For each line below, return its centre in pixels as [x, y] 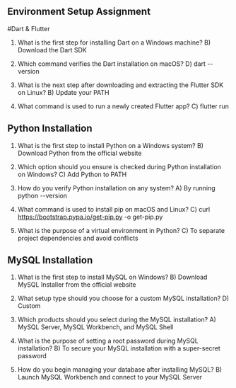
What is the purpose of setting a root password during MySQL [108, 341]
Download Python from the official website [79, 153]
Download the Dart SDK [52, 50]
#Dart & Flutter [29, 28]
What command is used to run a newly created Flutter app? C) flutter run [123, 106]
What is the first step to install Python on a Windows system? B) [110, 145]
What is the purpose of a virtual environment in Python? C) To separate [121, 230]
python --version [42, 195]
